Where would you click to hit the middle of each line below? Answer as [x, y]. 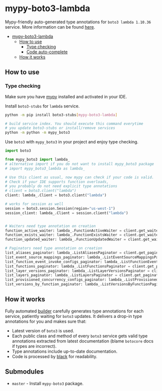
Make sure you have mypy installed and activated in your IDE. [66, 96]
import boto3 [18, 151]
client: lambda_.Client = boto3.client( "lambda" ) [56, 195]
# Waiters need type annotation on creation [50, 226]
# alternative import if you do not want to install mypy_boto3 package [80, 164]
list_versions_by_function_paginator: [44, 284]
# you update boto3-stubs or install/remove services [60, 128]
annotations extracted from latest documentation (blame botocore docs [83, 341]
